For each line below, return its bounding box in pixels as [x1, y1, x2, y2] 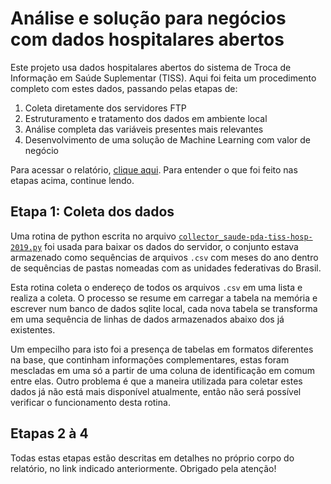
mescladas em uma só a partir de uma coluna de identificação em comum [10, 364, 315, 376]
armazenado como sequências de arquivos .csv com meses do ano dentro [10, 251, 319, 263]
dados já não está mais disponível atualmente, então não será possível [10, 385, 302, 397]
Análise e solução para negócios [10, 7, 287, 30]
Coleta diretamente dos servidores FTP [24, 102, 187, 114]
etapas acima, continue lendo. [10, 174, 135, 186]
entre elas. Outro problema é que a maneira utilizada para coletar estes [10, 375, 303, 387]
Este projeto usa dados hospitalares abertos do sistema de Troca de [10, 61, 292, 73]
